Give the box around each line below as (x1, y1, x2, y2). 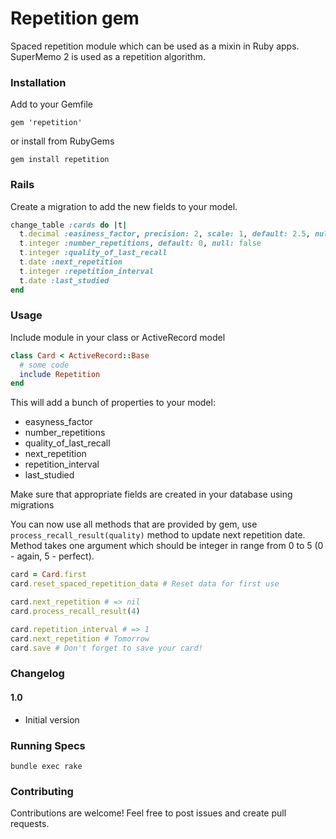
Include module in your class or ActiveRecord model (10, 331, 226, 343)
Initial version (24, 713, 80, 726)
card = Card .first (10, 570, 87, 580)
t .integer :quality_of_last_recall (19, 248, 168, 258)
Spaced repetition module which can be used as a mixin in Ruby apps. (10, 40, 300, 52)
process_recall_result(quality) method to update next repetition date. (10, 529, 306, 541)
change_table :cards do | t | (10, 220, 128, 230)
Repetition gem (10, 7, 140, 30)
